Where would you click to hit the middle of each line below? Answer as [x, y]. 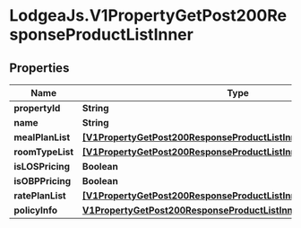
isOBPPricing [43, 181]
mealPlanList [42, 137]
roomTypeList [44, 152]
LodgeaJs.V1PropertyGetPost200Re [148, 16]
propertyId [37, 108]
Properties [39, 68]
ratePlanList [40, 196]
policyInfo [36, 210]
